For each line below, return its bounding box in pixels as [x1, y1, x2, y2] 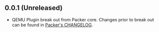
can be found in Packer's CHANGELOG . [11, 22, 93, 28]
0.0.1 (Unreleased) [4, 4, 63, 12]
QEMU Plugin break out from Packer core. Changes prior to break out [11, 16, 155, 22]
